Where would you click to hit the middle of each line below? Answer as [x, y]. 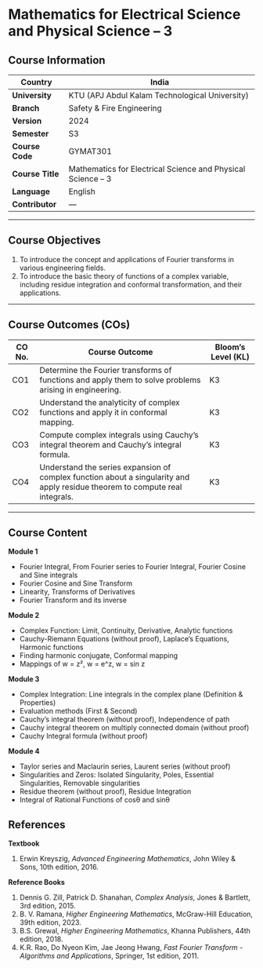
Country [36, 82]
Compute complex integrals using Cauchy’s [119, 435]
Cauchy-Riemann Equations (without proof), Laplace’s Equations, [124, 639]
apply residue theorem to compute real [110, 487]
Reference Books [36, 882]
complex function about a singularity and [114, 477]
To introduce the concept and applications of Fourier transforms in [127, 259]
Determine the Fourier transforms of [105, 370]
